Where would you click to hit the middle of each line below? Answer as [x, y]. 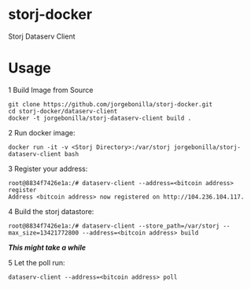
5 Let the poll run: [37, 262]
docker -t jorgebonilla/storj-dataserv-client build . [100, 118]
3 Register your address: [48, 169]
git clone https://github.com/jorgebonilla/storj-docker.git [111, 104]
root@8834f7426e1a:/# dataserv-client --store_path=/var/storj [114, 226]
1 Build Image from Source [51, 90]
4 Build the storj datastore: [51, 211]
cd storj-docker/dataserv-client [63, 111]
